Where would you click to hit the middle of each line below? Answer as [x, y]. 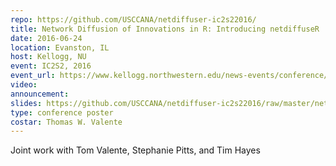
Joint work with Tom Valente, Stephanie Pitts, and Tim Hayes [135, 150]
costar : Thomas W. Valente [66, 122]
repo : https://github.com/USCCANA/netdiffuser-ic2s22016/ [133, 19]
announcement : [40, 94]
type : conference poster [62, 112]
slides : [26, 103]
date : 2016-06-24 [46, 38]
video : [24, 85]
